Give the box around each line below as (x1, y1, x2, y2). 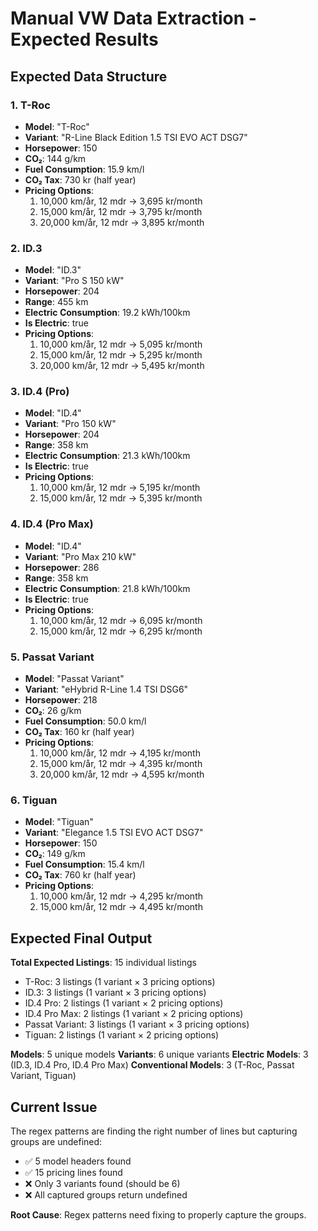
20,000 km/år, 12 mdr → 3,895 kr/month (39, 216, 205, 228)
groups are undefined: (10, 1135, 103, 1147)
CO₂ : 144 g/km (24, 152, 87, 164)
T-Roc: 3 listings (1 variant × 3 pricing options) (24, 976, 216, 988)
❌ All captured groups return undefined (24, 1188, 188, 1201)
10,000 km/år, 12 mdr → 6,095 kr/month (39, 614, 203, 626)
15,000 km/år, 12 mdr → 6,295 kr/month (39, 625, 203, 637)
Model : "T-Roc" (24, 120, 90, 132)
